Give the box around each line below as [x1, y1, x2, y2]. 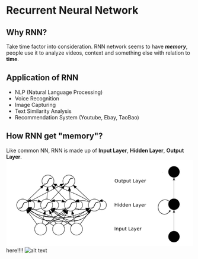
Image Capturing [14, 101, 56, 108]
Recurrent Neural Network [6, 4, 139, 17]
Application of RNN [6, 72, 79, 83]
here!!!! [6, 247, 24, 254]
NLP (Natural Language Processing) [14, 89, 103, 96]
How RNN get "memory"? [6, 131, 103, 141]
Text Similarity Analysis [14, 108, 72, 115]
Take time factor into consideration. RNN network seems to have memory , [6, 43, 188, 50]
